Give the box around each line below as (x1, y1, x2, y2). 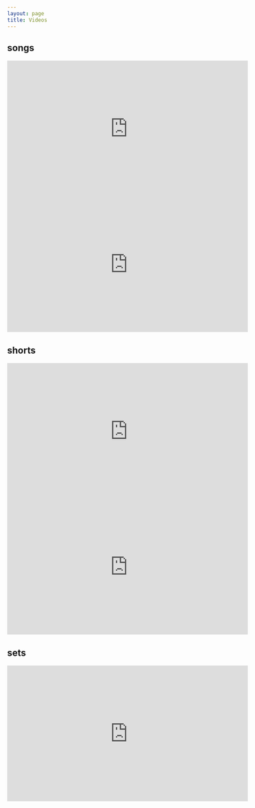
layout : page (7, 10, 45, 17)
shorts (7, 344, 36, 356)
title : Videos (7, 17, 48, 23)
